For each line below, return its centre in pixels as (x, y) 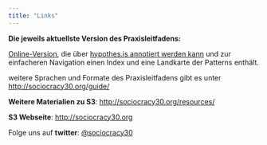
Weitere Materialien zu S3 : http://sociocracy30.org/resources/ (112, 101)
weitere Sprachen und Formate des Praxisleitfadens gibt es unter (115, 77)
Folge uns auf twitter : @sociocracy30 (71, 132)
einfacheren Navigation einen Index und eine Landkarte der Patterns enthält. (133, 62)
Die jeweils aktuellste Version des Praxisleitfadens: (94, 38)
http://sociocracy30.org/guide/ (59, 86)
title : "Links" (33, 16)
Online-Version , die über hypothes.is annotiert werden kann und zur (120, 53)
